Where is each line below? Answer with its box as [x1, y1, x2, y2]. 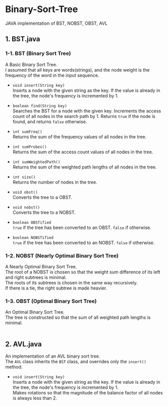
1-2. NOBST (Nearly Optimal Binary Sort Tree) [5, 252, 119, 259]
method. [5, 364, 23, 370]
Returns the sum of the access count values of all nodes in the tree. [12, 149, 153, 155]
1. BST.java [5, 35, 40, 43]
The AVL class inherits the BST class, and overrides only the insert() [5, 359, 146, 365]
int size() [12, 175, 36, 180]
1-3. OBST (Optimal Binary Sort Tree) [5, 298, 97, 305]
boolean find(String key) [12, 103, 67, 108]
